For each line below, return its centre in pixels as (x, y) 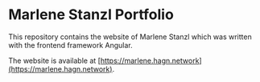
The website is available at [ (54, 61)
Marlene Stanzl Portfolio (91, 15)
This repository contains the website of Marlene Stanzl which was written (130, 37)
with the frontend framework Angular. (70, 45)
